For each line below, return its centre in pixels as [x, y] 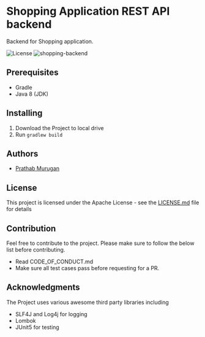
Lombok [26, 320]
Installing [24, 113]
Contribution [31, 228]
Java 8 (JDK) [32, 94]
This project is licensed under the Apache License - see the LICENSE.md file [103, 203]
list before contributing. [36, 250]
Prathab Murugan [37, 169]
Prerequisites [32, 73]
